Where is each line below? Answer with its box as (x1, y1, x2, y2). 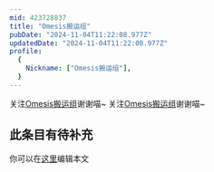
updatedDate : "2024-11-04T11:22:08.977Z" (9, 38, 169, 48)
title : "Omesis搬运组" (9, 22, 92, 31)
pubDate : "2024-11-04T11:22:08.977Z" (9, 30, 152, 39)
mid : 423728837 (9, 13, 67, 23)
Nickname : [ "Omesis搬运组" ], (25, 64, 131, 73)
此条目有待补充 (9, 128, 93, 143)
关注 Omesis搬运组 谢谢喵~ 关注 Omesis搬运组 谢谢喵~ (9, 98, 206, 109)
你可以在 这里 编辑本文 (9, 153, 89, 164)
